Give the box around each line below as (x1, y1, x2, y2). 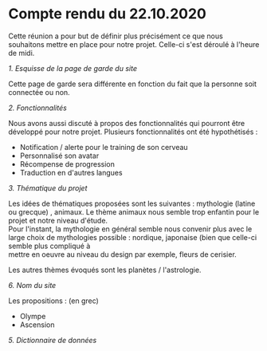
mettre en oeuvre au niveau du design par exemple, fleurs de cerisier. (8, 249, 237, 259)
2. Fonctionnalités (8, 103, 68, 112)
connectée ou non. (8, 87, 70, 97)
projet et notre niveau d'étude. (8, 215, 108, 225)
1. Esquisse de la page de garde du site (8, 63, 138, 73)
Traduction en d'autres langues (19, 168, 123, 177)
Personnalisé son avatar (19, 151, 100, 160)
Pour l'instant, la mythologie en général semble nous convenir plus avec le (8, 224, 253, 234)
